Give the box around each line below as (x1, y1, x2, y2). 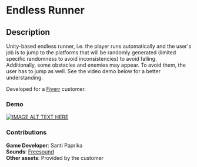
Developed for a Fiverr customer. (6, 86, 86, 92)
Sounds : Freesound (6, 148, 54, 155)
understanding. (6, 74, 43, 81)
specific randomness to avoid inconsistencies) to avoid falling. (6, 55, 157, 62)
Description (6, 27, 50, 37)
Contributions (6, 128, 47, 136)
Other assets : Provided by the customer (6, 154, 104, 161)
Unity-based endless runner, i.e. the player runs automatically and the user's (6, 42, 192, 50)
